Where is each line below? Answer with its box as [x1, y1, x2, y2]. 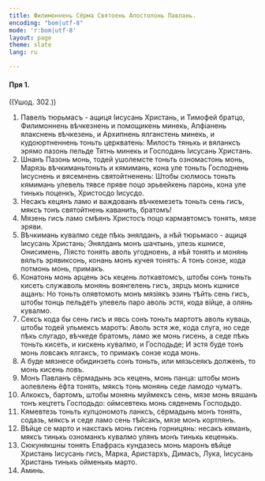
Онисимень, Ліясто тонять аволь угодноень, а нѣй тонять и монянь [20, 247, 248, 257]
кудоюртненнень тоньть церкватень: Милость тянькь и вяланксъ [20, 138, 241, 147]
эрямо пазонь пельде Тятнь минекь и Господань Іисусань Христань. [20, 146, 253, 156]
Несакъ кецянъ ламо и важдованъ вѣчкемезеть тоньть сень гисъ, [20, 197, 244, 206]
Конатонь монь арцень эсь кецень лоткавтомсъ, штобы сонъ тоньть [20, 272, 252, 282]
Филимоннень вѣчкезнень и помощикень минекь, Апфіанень [20, 121, 227, 131]
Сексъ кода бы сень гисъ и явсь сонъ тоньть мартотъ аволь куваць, [20, 314, 252, 324]
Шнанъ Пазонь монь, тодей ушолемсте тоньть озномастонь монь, [20, 155, 245, 165]
